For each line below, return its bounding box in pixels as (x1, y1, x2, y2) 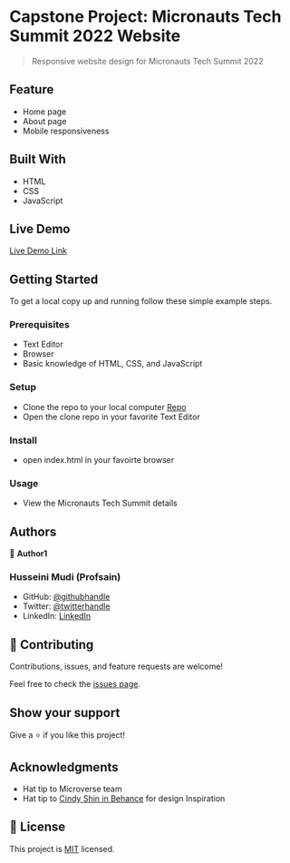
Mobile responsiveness (22, 125, 110, 136)
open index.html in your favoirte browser (22, 455, 175, 466)
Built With (9, 152, 66, 167)
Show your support (9, 705, 121, 721)
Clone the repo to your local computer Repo (22, 401, 187, 412)
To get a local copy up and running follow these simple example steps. (9, 296, 273, 307)
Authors (9, 524, 57, 539)
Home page (22, 106, 67, 117)
